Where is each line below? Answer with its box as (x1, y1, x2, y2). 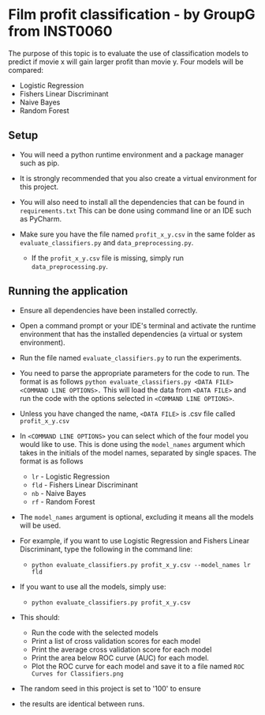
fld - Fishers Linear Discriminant (31, 480, 138, 490)
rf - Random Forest (31, 497, 95, 506)
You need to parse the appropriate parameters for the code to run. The (19, 368, 250, 377)
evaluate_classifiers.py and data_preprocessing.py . (19, 237, 194, 247)
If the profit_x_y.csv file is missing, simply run (31, 253, 184, 263)
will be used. (19, 520, 62, 530)
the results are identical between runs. (19, 698, 145, 709)
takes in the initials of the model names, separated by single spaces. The (19, 448, 256, 457)
